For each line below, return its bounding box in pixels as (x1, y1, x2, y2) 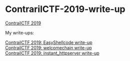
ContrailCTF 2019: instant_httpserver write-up (5, 50, 100, 56)
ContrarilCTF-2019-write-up (5, 3, 126, 15)
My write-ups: (5, 29, 34, 35)
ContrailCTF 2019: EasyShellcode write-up (5, 39, 93, 45)
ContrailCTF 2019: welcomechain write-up (5, 44, 92, 50)
